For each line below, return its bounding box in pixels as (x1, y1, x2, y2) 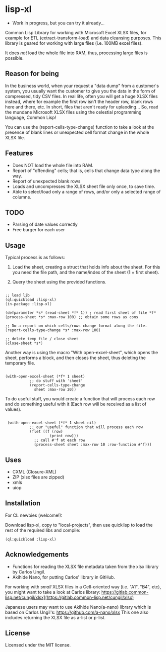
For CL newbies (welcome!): (5, 512, 63, 518)
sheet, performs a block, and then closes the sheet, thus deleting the (5, 355, 146, 361)
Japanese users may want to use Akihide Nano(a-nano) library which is (5, 604, 151, 610)
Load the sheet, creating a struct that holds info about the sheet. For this (12, 264, 160, 270)
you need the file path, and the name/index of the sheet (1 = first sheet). (12, 270, 160, 276)
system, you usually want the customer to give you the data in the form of (5, 88, 156, 94)
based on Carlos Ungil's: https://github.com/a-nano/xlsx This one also (5, 609, 149, 615)
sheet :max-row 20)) (34, 387, 77, 392)
